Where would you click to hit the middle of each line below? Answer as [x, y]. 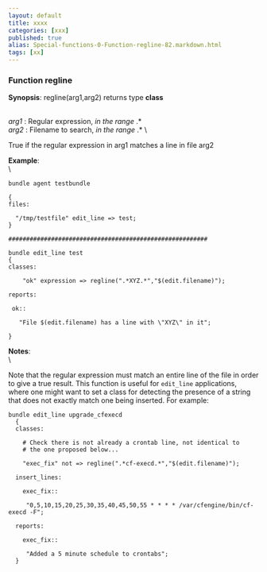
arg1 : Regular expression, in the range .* [75, 122]
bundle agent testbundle [49, 184]
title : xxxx [28, 23]
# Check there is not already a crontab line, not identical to [131, 443]
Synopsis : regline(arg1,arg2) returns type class [86, 98]
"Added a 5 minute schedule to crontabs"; [97, 554]
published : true [35, 38]
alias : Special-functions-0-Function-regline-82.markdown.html [115, 45]
